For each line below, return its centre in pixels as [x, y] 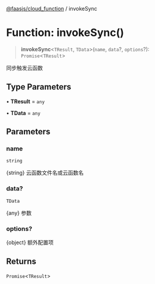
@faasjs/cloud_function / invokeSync [52, 9]
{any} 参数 [19, 213]
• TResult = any [25, 101]
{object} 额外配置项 [30, 243]
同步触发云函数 [24, 67]
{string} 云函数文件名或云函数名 [45, 173]
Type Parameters [39, 87]
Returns [21, 262]
